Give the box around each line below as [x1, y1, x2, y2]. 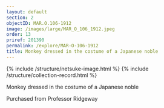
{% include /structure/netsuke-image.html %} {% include [6, 65, 149, 72]
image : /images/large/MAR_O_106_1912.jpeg [6, 25, 115, 32]
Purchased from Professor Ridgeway [6, 95, 98, 102]
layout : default [6, 8, 47, 15]
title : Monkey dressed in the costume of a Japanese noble [6, 49, 159, 55]
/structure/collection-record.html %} [6, 71, 97, 79]
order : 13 [6, 32, 31, 38]
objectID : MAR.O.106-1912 [6, 20, 71, 26]
